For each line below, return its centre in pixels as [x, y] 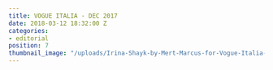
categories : [28, 31]
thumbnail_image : [38, 53]
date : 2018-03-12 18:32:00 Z [58, 23]
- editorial [28, 38]
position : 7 [28, 46]
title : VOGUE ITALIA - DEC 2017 [63, 16]
